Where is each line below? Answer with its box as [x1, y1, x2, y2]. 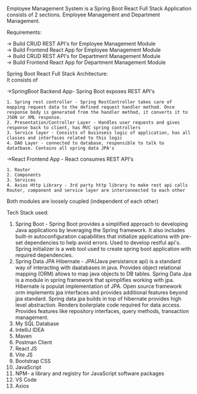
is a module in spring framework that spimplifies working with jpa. [15, 277, 175, 283]
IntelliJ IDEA [15, 327, 45, 333]
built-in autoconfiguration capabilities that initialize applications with [15, 233, 180, 240]
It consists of [6, 76, 38, 83]
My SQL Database [15, 320, 59, 327]
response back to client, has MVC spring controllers [6, 125, 141, 131]
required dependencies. [15, 252, 73, 259]
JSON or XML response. [6, 114, 62, 120]
